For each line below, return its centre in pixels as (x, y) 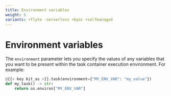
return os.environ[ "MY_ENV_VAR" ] (50, 89)
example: (15, 70)
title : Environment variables (38, 10)
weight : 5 (16, 15)
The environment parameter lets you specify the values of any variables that (85, 59)
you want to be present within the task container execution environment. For (86, 64)
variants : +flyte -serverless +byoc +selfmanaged (59, 19)
